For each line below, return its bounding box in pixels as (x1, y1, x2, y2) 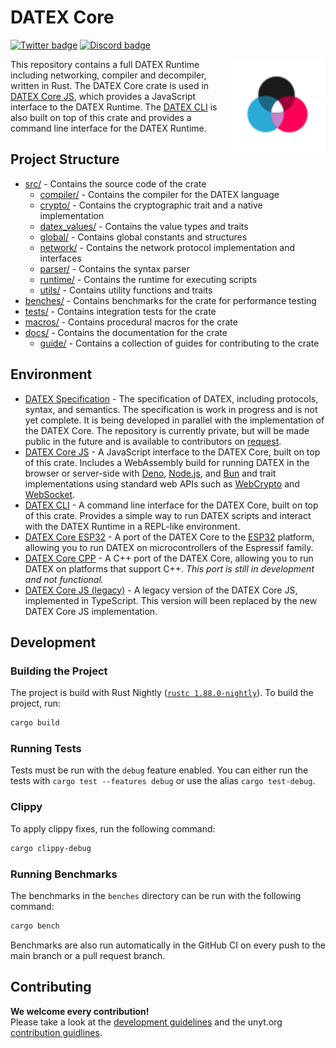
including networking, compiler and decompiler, (10, 69, 207, 81)
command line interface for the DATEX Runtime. (10, 122, 207, 134)
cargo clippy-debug (10, 843, 92, 853)
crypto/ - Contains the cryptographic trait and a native (39, 199, 263, 211)
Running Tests (10, 742, 82, 756)
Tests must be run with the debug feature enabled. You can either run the (10, 764, 309, 776)
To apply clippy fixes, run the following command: (10, 822, 216, 835)
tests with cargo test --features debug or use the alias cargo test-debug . (10, 775, 316, 787)
